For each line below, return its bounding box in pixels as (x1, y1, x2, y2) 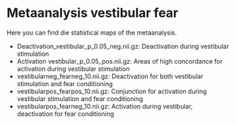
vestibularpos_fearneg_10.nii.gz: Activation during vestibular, (16, 102, 194, 110)
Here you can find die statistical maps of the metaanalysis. (6, 28, 177, 37)
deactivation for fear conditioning (16, 109, 114, 118)
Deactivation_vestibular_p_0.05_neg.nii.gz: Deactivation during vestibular (16, 42, 230, 50)
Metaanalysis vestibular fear (6, 5, 179, 21)
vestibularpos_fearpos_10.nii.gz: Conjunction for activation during (16, 87, 207, 95)
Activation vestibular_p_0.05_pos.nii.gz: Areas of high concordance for (16, 56, 223, 65)
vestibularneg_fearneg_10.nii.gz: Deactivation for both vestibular (16, 72, 203, 81)
